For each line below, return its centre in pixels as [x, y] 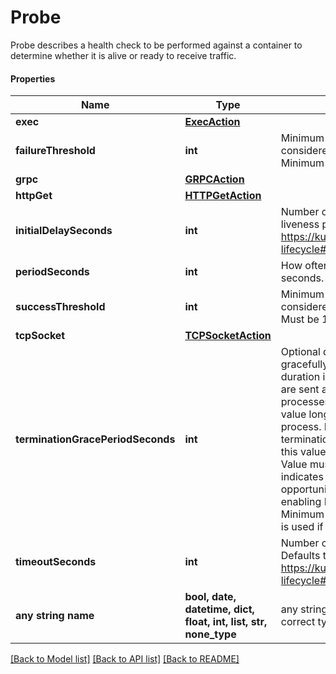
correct [298, 622]
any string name [55, 616]
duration [300, 377]
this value [303, 452]
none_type [210, 634]
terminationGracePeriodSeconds [95, 439]
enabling [301, 502]
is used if [302, 527]
